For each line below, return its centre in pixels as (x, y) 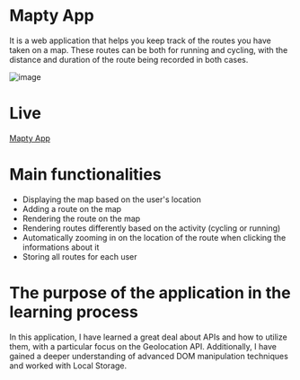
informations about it (61, 247)
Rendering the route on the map (81, 218)
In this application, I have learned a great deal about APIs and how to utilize (148, 337)
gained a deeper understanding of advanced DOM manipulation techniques (149, 356)
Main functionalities (85, 175)
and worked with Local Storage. (68, 366)
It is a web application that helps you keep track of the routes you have (140, 40)
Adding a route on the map (72, 208)
